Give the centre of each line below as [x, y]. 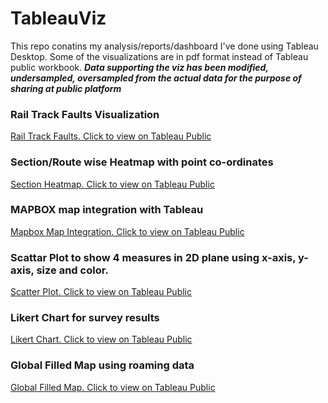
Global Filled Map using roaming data [102, 365]
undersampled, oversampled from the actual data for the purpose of [156, 78]
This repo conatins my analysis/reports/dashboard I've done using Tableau [164, 46]
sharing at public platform [66, 88]
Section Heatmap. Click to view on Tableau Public [112, 184]
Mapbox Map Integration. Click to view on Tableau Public [127, 231]
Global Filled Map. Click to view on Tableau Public [113, 387]
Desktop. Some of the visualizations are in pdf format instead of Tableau [159, 56]
